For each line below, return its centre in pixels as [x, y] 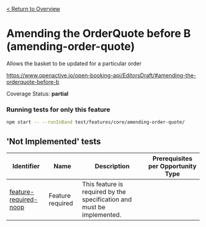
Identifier [26, 166]
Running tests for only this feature [58, 110]
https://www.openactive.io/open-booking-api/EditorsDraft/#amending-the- [101, 75]
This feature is [103, 184]
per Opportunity [172, 166]
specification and [107, 199]
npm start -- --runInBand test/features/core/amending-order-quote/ [96, 122]
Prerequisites [172, 158]
